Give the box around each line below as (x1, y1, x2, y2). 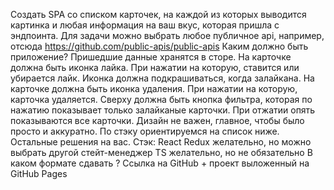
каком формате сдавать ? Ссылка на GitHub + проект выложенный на (10, 157, 310, 169)
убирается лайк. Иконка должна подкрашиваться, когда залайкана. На (10, 72, 315, 84)
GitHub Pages (10, 168, 68, 179)
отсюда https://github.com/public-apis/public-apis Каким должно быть (10, 40, 309, 52)
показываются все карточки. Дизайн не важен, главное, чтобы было (10, 115, 305, 126)
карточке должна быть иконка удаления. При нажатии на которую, (10, 83, 298, 94)
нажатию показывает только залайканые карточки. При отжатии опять (10, 104, 316, 116)
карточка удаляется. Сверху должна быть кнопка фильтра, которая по (10, 94, 313, 105)
